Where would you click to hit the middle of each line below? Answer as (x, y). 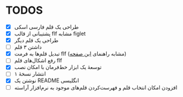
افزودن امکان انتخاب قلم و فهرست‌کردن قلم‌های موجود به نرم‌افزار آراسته (96, 87)
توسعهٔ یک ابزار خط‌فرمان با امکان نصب (58, 67)
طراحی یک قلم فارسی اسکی (46, 27)
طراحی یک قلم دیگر (36, 40)
